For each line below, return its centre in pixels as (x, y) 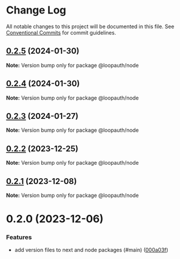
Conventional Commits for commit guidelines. (61, 32)
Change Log (36, 10)
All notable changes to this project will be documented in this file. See (90, 26)
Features (19, 237)
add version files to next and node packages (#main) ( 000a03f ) (91, 250)
